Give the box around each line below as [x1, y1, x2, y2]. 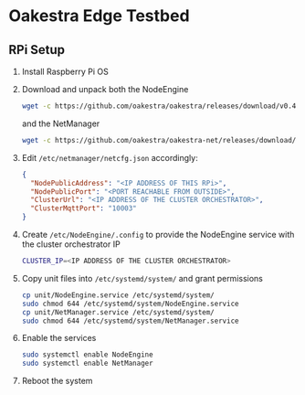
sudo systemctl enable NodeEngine [21, 350, 153, 359]
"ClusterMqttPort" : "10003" [30, 204, 138, 213]
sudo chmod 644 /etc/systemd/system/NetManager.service [21, 316, 239, 326]
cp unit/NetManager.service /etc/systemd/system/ [21, 307, 216, 316]
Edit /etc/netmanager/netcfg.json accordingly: [21, 152, 198, 163]
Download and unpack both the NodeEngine [21, 84, 189, 94]
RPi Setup [8, 42, 66, 58]
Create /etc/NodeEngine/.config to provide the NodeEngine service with [21, 230, 295, 240]
